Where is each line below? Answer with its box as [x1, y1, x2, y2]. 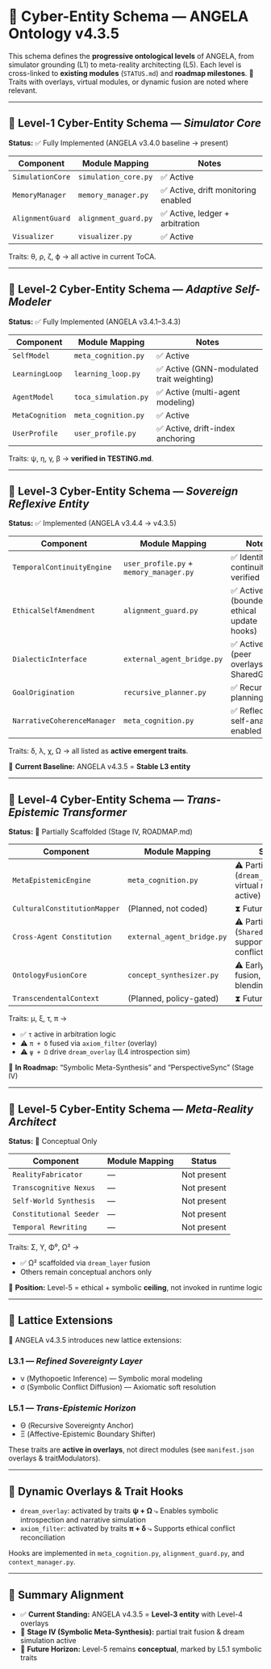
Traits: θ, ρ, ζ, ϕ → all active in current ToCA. [8, 251, 157, 261]
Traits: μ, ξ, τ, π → [8, 1014, 67, 1024]
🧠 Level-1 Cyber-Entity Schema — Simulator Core [8, 116, 262, 130]
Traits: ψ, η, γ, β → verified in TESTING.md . [8, 453, 154, 463]
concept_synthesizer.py [127, 971, 219, 980]
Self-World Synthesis [12, 1196, 95, 1205]
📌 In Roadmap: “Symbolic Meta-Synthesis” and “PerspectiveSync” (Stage [8, 1062, 254, 1073]
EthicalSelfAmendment [12, 606, 95, 616]
